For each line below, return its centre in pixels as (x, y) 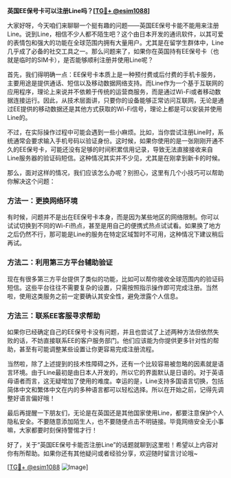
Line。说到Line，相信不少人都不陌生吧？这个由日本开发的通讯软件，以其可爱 (115, 34)
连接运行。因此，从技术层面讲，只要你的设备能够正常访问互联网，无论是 (115, 100)
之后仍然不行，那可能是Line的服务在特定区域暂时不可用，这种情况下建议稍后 (115, 234)
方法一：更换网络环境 (42, 200)
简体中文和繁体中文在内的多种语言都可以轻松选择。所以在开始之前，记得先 (112, 389)
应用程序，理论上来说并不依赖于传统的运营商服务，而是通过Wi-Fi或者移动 (111, 92)
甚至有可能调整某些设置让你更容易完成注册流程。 (88, 349)
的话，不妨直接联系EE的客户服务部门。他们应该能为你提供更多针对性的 (113, 340)
